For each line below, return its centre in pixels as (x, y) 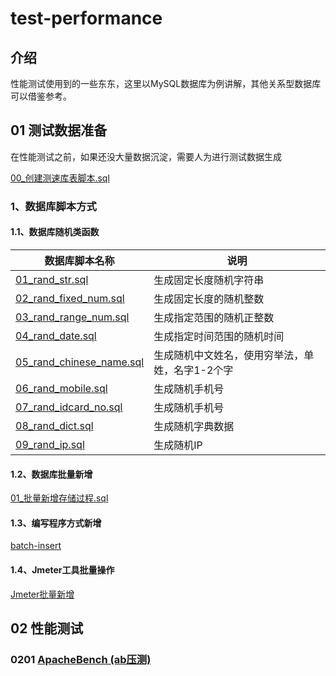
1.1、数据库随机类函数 (55, 232)
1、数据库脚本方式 (53, 206)
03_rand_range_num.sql (72, 317)
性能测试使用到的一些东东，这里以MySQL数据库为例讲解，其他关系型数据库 (166, 83)
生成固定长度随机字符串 (209, 280)
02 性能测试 (47, 628)
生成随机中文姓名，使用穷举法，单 (234, 355)
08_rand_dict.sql (54, 425)
